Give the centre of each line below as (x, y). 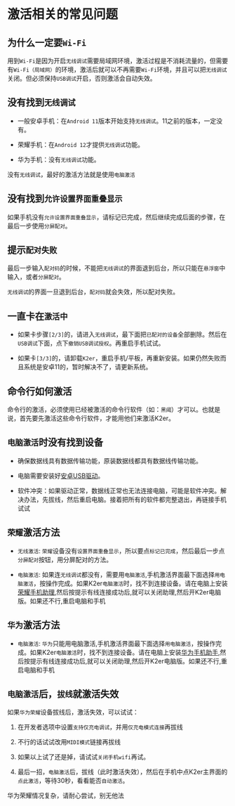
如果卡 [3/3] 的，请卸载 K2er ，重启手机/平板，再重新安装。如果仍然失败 (119, 358)
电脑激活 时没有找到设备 (55, 442)
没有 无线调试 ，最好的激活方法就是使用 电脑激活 (71, 174)
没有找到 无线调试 (41, 103)
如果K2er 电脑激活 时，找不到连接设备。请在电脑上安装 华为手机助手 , (125, 652)
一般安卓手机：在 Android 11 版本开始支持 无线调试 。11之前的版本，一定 (117, 121)
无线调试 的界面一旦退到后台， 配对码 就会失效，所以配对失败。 (93, 292)
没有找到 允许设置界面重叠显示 (65, 199)
